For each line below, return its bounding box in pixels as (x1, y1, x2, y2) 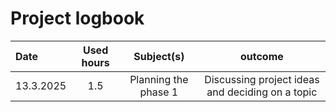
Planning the (129, 72, 189, 86)
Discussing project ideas (204, 72, 320, 86)
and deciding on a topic (206, 85, 318, 99)
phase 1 (139, 85, 179, 99)
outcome (239, 49, 284, 63)
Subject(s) (133, 49, 185, 63)
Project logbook (10, 7, 145, 30)
